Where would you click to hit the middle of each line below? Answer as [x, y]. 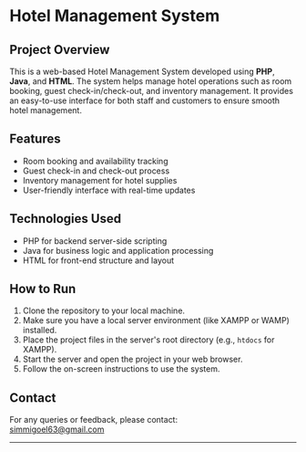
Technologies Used [65, 219]
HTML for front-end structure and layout [98, 260]
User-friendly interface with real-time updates [109, 190]
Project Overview [60, 50]
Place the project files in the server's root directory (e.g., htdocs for [148, 340]
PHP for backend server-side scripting [95, 241]
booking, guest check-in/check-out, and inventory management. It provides [152, 91]
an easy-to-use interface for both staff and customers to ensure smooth [145, 100]
